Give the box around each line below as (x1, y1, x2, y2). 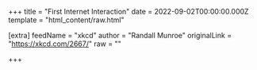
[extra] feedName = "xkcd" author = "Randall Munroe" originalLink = (8, 31, 232, 40)
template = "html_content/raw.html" (8, 15, 125, 25)
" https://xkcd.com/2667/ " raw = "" (8, 39, 121, 49)
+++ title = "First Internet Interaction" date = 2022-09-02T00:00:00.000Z (8, 7, 249, 16)
